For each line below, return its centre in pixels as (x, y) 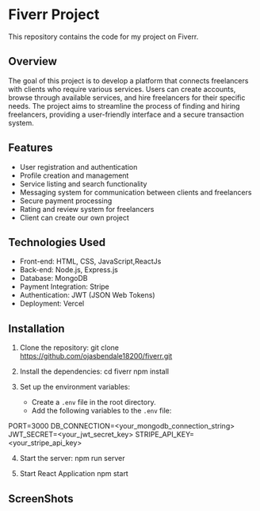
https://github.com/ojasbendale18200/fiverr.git (96, 356)
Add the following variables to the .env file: (101, 411)
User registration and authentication (78, 167)
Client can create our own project (74, 217)
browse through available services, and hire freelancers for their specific (127, 98)
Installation (36, 328)
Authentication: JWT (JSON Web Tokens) (88, 295)
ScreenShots (41, 499)
